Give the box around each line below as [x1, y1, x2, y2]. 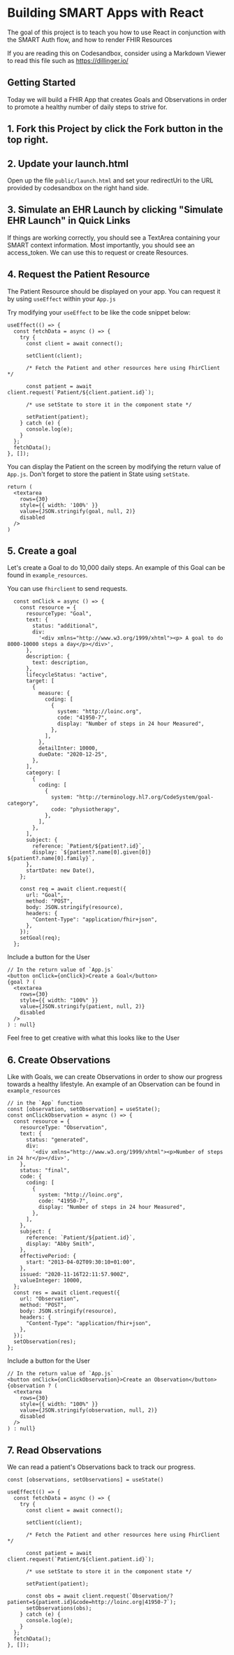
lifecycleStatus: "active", [25, 671, 108, 679]
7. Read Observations [7, 1444, 102, 1456]
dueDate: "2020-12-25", [38, 751, 108, 758]
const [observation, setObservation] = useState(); [7, 1106, 161, 1113]
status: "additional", [32, 622, 98, 630]
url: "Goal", [25, 891, 64, 899]
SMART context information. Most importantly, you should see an [7, 241, 196, 249]
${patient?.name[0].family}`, [7, 855, 96, 862]
